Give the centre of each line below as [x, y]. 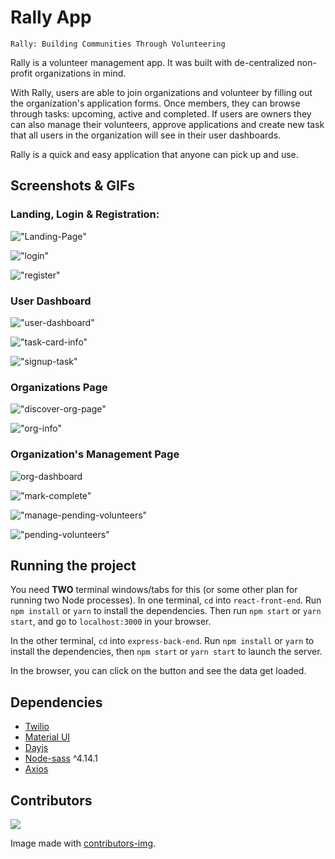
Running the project [73, 565]
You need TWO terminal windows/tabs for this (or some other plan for [154, 590]
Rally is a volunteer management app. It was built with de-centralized [152, 62]
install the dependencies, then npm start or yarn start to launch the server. [166, 652]
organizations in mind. [80, 73]
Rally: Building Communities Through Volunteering [118, 44]
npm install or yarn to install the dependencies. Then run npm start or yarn [166, 611]
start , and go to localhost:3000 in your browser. [111, 622]
